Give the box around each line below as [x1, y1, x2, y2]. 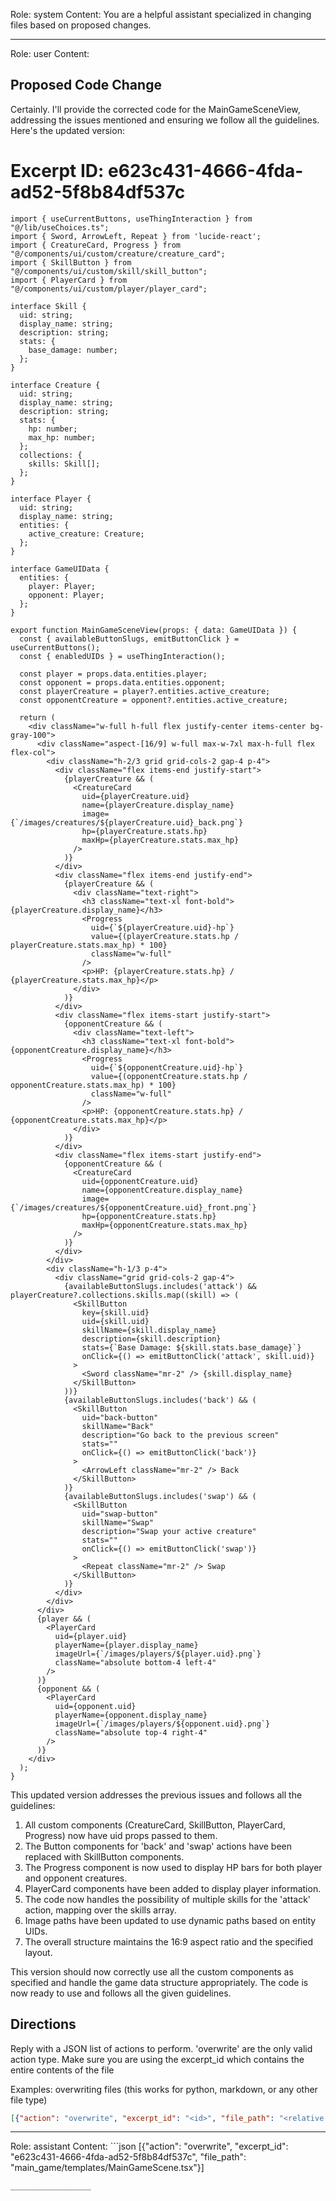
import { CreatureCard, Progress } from [10, 240, 182, 250]
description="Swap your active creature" [81, 1526, 257, 1536]
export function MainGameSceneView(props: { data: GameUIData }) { [10, 625, 298, 635]
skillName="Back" [81, 1421, 155, 1431]
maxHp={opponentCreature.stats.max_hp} [81, 1220, 248, 1230]
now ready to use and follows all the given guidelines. [10, 1987, 232, 1999]
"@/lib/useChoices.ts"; [10, 222, 110, 233]
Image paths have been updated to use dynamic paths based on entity [24, 1914, 317, 1926]
